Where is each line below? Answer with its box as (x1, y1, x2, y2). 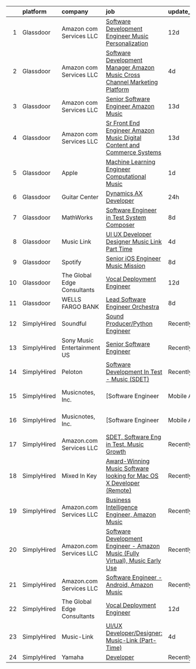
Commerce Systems (106, 149, 162, 156)
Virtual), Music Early (106, 557, 162, 564)
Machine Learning (106, 158, 156, 166)
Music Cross (106, 71, 141, 78)
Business (106, 496, 131, 504)
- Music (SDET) (106, 375, 150, 383)
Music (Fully (106, 550, 139, 557)
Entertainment (61, 344, 100, 352)
